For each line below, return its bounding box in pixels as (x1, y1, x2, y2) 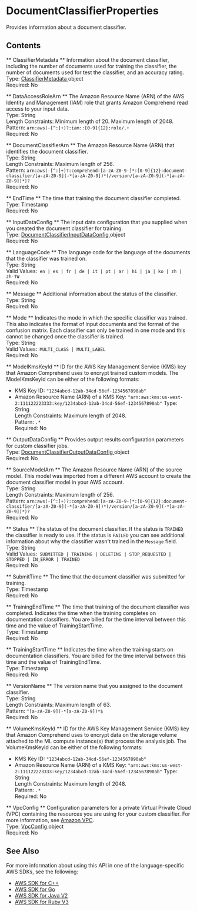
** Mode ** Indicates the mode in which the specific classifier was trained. (6, 314, 187, 321)
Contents (6, 41, 41, 51)
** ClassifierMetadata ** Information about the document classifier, (6, 56, 169, 63)
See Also (6, 846, 39, 856)
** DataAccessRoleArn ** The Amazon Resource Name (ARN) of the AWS (6, 92, 185, 99)
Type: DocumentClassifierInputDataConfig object (6, 231, 125, 238)
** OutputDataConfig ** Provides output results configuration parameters (6, 435, 184, 443)
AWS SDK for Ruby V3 (14, 898, 69, 905)
